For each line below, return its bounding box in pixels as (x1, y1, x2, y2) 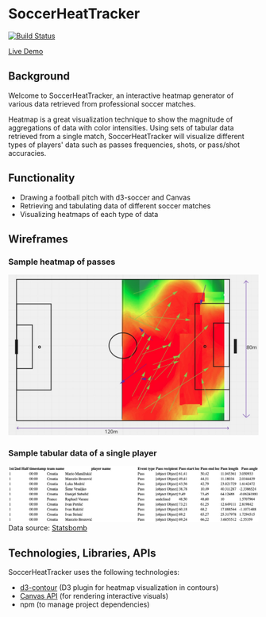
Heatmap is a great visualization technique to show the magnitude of (8, 114, 233, 124)
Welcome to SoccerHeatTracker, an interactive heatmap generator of (8, 91, 234, 100)
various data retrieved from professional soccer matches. (8, 99, 196, 108)
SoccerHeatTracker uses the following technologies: (8, 567, 180, 576)
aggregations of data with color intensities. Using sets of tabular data (8, 122, 234, 132)
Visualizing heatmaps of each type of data (19, 209, 159, 219)
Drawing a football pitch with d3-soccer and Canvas (19, 192, 191, 202)
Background (8, 69, 70, 83)
